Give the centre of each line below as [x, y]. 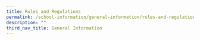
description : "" [26, 22]
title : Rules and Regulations [44, 11]
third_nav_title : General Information [54, 28]
